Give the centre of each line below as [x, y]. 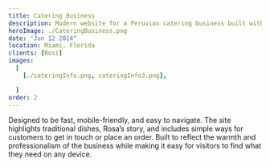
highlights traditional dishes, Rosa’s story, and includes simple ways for [126, 128]
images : [21, 61]
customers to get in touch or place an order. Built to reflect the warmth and [132, 137]
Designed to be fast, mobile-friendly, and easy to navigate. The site [120, 120]
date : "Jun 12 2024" [43, 38]
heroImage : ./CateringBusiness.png [68, 31]
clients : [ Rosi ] [35, 53]
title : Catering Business [51, 16]
